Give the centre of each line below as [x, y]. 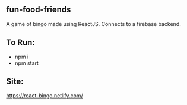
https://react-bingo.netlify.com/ [45, 96]
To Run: [21, 43]
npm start [26, 63]
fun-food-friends [39, 10]
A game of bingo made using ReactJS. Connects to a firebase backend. [93, 24]
